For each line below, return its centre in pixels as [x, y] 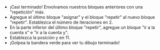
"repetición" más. [27, 12]
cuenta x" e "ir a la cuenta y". [39, 32]
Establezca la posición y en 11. [40, 37]
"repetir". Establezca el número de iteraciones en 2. [61, 22]
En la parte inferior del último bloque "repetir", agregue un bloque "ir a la [82, 27]
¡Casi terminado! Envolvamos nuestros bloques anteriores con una [76, 7]
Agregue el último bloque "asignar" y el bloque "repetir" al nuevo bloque [82, 17]
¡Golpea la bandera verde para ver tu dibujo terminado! [65, 43]
